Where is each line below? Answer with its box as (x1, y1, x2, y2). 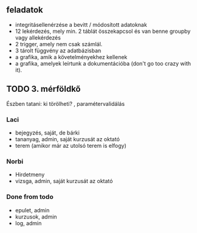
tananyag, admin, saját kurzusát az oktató (15, 135, 120, 142)
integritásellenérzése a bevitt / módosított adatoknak (15, 21, 147, 28)
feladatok (6, 5, 44, 15)
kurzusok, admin (15, 213, 57, 220)
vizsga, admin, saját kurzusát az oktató (15, 178, 113, 185)
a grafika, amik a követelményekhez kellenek (15, 53, 128, 60)
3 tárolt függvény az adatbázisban (15, 47, 102, 54)
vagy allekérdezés (15, 33, 61, 41)
